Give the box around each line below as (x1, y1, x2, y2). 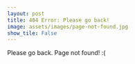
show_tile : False (7, 29, 57, 37)
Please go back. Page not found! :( (7, 49, 106, 57)
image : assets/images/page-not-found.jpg (7, 23, 129, 30)
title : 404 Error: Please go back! (7, 17, 110, 24)
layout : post (7, 10, 45, 17)
